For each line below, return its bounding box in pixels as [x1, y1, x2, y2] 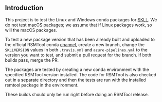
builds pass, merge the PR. [5, 57, 59, 63]
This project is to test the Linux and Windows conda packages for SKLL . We [5, 17, 157, 22]
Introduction [5, 4, 44, 12]
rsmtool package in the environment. [5, 82, 79, 88]
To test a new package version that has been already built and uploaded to [5, 36, 155, 42]
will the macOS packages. [5, 27, 57, 33]
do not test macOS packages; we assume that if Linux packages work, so [5, 22, 152, 28]
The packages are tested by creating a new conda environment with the [5, 67, 149, 72]
